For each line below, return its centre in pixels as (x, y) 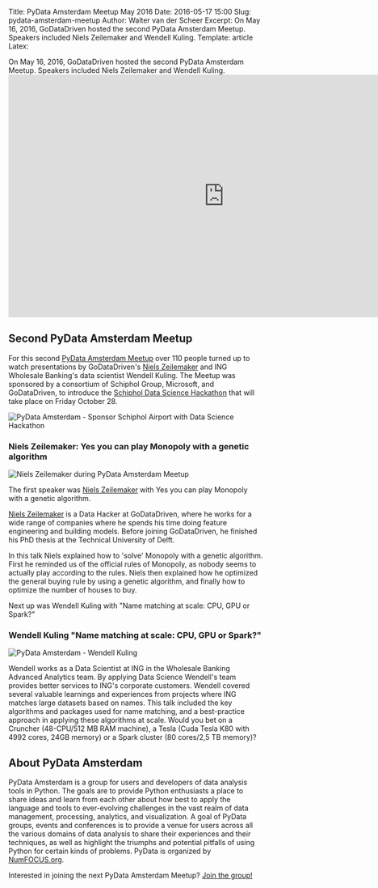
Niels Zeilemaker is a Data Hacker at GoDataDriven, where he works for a (130, 514)
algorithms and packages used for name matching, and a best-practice (126, 712)
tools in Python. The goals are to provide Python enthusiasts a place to (126, 791)
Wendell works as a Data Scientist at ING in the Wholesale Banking (119, 669)
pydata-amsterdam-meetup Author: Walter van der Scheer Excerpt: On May (134, 20)
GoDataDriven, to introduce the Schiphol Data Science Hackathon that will (132, 393)
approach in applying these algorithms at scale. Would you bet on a (120, 720)
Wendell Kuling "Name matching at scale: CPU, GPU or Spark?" (135, 635)
